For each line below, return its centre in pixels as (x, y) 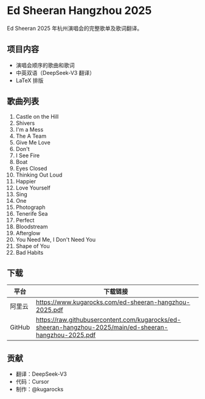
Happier (26, 181)
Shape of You (33, 246)
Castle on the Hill (37, 116)
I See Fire (28, 155)
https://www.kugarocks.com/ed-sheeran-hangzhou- (113, 302)
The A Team (31, 136)
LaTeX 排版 (30, 80)
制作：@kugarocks (40, 389)
